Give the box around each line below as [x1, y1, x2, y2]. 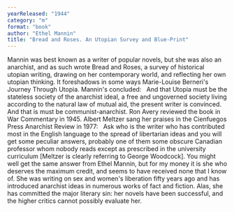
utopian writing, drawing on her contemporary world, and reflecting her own [7, 71, 226, 79]
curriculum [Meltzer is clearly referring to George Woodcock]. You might [7, 152, 217, 161]
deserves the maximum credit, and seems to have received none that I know [7, 167, 227, 176]
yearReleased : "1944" [7, 10, 71, 17]
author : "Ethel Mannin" [7, 29, 77, 37]
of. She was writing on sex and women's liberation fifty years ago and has [7, 174, 220, 183]
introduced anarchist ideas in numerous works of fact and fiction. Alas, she [7, 182, 224, 190]
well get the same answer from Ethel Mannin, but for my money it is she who [7, 160, 228, 168]
